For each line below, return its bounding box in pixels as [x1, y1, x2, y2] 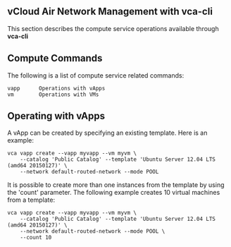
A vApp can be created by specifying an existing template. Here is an [7, 128, 208, 137]
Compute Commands [7, 52, 103, 64]
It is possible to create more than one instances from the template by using [7, 181, 225, 189]
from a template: [7, 195, 55, 204]
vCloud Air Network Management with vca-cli [7, 6, 213, 18]
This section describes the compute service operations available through [7, 24, 220, 32]
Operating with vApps [7, 110, 106, 122]
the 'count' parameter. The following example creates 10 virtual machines [7, 188, 220, 197]
